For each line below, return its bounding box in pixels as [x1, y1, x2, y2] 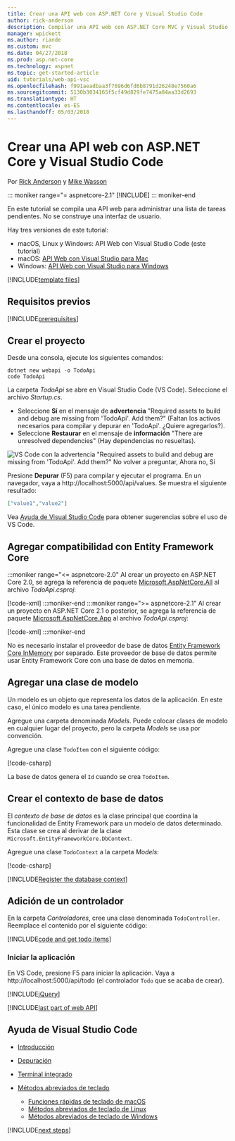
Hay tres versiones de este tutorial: [7, 225, 109, 234]
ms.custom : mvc [7, 43, 52, 50]
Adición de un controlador [7, 895, 125, 907]
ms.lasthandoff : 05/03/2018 [7, 108, 90, 116]
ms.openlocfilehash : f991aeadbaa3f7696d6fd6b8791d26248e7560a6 [7, 82, 197, 89]
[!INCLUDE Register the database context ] [7, 875, 128, 883]
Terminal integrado [17, 1070, 72, 1078]
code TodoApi [7, 373, 46, 380]
